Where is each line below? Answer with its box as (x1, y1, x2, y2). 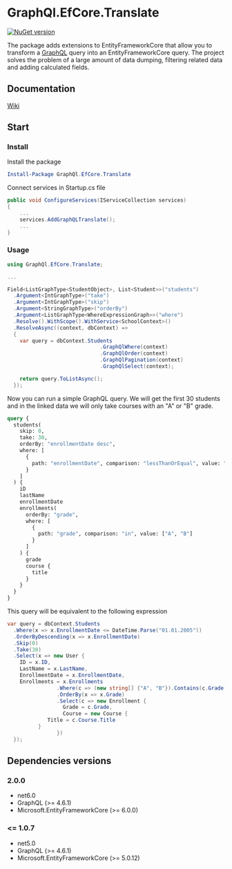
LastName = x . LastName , (19, 665, 88, 672)
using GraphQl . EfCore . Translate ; (7, 261, 104, 268)
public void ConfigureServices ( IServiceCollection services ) (7, 197, 187, 204)
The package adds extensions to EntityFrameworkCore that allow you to (7, 41, 213, 49)
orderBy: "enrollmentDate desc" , (19, 440, 116, 448)
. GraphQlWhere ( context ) (99, 344, 168, 351)
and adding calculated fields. (7, 63, 90, 71)
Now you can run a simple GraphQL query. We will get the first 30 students (7, 394, 221, 402)
